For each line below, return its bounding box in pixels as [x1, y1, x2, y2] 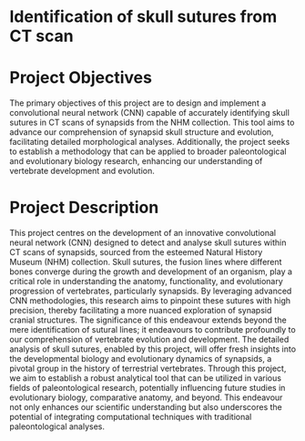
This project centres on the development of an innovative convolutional [9, 228, 276, 239]
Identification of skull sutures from [9, 6, 278, 27]
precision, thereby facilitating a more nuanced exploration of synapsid [9, 305, 272, 316]
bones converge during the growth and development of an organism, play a [9, 266, 293, 277]
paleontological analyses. [9, 421, 106, 432]
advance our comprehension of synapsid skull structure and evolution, [9, 127, 275, 138]
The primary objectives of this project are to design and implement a [9, 97, 267, 108]
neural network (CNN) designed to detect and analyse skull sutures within [9, 237, 287, 248]
